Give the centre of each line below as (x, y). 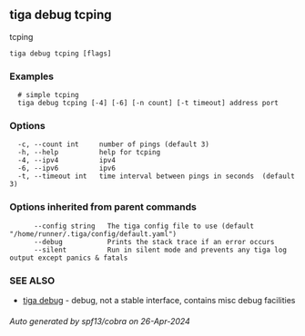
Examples (32, 76)
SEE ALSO (32, 281)
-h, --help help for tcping (89, 153)
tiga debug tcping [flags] (61, 54)
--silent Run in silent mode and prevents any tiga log (160, 250)
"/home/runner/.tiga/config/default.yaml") (93, 234)
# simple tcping (48, 95)
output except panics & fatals (69, 258)
